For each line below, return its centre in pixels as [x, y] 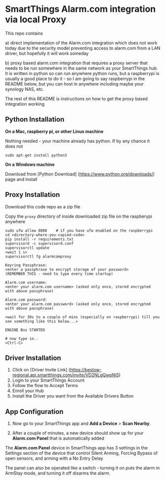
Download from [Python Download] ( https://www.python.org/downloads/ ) [80, 174]
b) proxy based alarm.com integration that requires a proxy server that [76, 63]
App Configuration [34, 412]
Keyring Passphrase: [26, 265]
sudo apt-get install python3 [36, 155]
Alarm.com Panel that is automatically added [58, 439]
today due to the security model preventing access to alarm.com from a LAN [83, 48]
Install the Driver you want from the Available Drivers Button [73, 396]
